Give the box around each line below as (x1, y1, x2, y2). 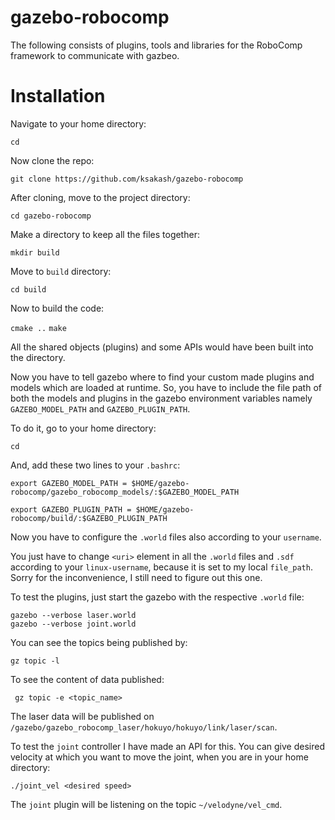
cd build (10, 284, 47, 295)
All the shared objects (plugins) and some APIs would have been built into (10, 341, 314, 353)
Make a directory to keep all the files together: (10, 228, 200, 240)
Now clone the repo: (10, 154, 95, 166)
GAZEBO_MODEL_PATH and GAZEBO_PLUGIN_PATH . (10, 402, 191, 415)
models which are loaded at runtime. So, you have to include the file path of (10, 381, 322, 393)
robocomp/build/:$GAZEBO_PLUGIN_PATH (10, 513, 168, 523)
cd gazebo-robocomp (10, 211, 92, 221)
